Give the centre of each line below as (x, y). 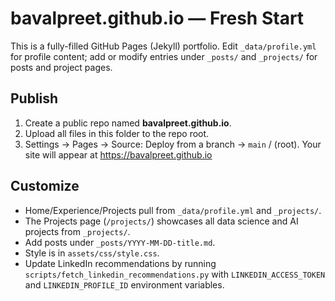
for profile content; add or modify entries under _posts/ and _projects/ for (164, 56)
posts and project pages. (61, 67)
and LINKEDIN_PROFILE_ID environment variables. (124, 284)
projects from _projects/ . (77, 231)
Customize (45, 186)
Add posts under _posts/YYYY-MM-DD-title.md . (120, 242)
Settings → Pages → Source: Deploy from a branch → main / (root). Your (173, 144)
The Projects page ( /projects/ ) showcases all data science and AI (161, 221)
